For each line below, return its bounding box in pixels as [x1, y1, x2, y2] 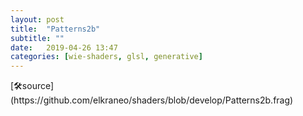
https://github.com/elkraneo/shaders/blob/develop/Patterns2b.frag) [10, 94, 294, 106]
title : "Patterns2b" [10, 24, 101, 34]
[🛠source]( [10, 80, 55, 92]
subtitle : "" [10, 33, 65, 43]
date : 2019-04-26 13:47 [10, 42, 118, 53]
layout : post [10, 14, 65, 25]
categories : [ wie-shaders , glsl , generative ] [10, 52, 203, 62]
